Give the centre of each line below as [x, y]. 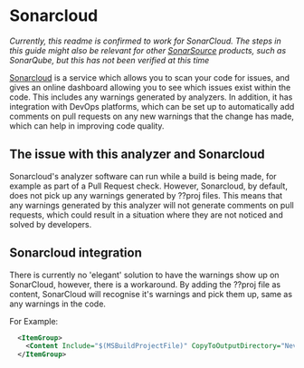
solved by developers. [51, 224]
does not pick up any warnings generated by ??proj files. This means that [146, 195]
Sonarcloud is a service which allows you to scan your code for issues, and [150, 77]
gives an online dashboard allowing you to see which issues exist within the [150, 87]
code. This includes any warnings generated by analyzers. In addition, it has [151, 97]
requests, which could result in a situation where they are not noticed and [146, 215]
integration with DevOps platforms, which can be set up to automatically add [152, 106]
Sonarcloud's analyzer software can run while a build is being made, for [143, 176]
